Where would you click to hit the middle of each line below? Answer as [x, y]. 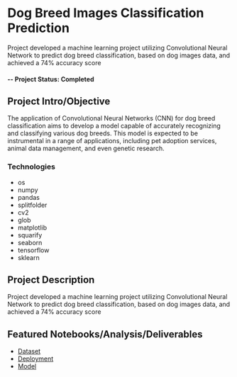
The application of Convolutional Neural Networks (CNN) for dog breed [111, 118]
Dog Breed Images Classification [106, 13]
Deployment [35, 359]
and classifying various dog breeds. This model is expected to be [103, 133]
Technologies [31, 167]
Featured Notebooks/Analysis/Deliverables [105, 334]
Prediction [38, 28]
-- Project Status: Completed [51, 79]
